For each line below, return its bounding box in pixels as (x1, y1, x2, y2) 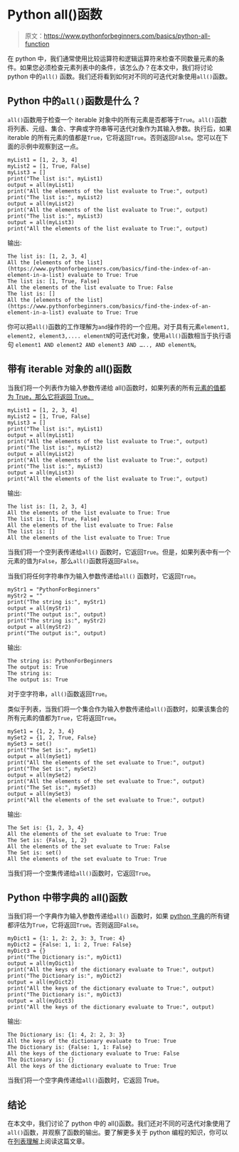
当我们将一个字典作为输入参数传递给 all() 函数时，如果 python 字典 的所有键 (7, 911, 230, 921)
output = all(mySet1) (7, 752, 72, 760)
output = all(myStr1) (7, 605, 72, 612)
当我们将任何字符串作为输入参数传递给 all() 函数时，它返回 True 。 (7, 572, 201, 580)
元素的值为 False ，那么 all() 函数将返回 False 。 (7, 556, 143, 565)
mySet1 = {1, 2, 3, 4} (7, 727, 75, 735)
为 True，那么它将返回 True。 (7, 392, 94, 400)
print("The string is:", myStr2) (7, 617, 107, 625)
